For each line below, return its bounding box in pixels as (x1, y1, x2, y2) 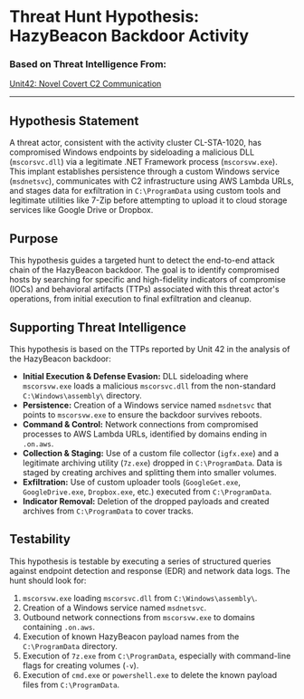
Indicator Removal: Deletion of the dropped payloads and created (22, 495, 270, 506)
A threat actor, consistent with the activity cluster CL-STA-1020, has (9, 138, 262, 148)
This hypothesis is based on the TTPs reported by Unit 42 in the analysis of (9, 343, 290, 354)
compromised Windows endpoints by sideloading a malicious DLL (9, 147, 255, 158)
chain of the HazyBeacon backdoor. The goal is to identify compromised (9, 264, 280, 275)
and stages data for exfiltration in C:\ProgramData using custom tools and (9, 186, 281, 196)
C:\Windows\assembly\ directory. (22, 389, 142, 400)
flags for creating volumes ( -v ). (22, 659, 139, 671)
